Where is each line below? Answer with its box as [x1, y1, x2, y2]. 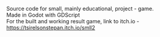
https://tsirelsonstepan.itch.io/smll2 [6, 24, 96, 31]
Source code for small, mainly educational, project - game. [6, 5, 154, 12]
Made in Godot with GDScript [6, 11, 81, 18]
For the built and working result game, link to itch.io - [6, 18, 139, 24]
